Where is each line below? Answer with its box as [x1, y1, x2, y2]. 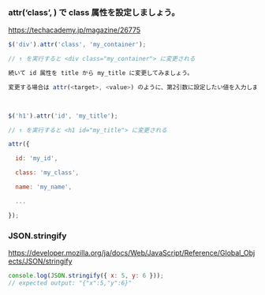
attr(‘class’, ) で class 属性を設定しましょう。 [8, 6, 180, 17]
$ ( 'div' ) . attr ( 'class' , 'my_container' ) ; [8, 41, 147, 49]
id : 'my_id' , [15, 155, 58, 162]
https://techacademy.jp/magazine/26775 [8, 25, 141, 35]
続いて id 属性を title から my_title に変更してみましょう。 [8, 69, 193, 77]
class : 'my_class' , [15, 169, 80, 177]
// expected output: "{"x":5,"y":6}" [8, 278, 132, 287]
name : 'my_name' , [15, 183, 73, 191]
